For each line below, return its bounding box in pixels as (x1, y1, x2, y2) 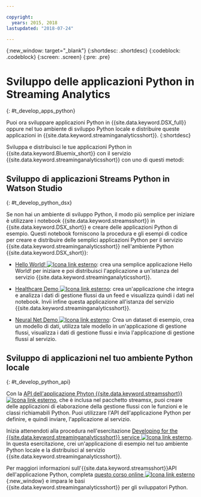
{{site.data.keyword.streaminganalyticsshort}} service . (6, 433, 193, 440)
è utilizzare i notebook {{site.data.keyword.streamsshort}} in (6, 217, 155, 225)
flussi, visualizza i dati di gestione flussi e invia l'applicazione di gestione (14, 329, 195, 336)
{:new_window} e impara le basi (6, 477, 85, 484)
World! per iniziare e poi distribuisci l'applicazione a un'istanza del (14, 267, 179, 275)
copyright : (6, 14, 34, 20)
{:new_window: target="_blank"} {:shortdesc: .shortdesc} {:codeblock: (6, 47, 181, 54)
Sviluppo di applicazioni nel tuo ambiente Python (6, 353, 193, 363)
